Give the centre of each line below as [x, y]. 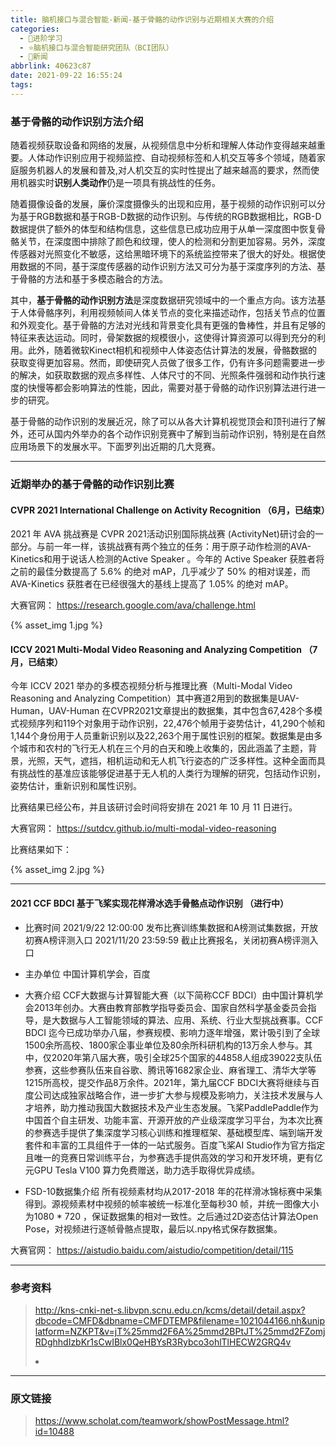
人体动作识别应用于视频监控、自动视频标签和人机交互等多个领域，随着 [172, 158]
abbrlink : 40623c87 [51, 66]
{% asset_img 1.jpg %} [56, 625]
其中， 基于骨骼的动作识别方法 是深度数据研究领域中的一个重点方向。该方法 [163, 300]
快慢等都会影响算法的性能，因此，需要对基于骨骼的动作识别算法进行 [167, 388]
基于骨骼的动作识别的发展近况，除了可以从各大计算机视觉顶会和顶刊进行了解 [168, 422]
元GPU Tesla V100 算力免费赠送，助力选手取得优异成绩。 [142, 1170]
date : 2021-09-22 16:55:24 [66, 76]
